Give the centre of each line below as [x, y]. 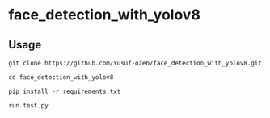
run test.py [28, 106]
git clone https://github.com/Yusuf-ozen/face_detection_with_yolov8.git [135, 63]
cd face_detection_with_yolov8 [61, 78]
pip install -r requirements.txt [65, 91]
